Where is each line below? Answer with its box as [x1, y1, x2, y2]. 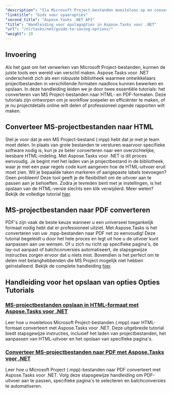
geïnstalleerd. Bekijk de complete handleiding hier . [5, 263, 112, 269]
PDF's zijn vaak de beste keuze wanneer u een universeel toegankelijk [5, 219, 154, 226]
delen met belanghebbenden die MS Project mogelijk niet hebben [5, 257, 143, 264]
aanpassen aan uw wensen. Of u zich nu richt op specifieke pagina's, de [5, 241, 159, 247]
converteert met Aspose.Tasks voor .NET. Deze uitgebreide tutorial [23, 325, 164, 331]
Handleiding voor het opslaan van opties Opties [5, 278, 160, 287]
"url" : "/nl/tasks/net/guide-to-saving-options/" [5, 27, 114, 32]
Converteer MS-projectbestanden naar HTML [5, 123, 154, 132]
